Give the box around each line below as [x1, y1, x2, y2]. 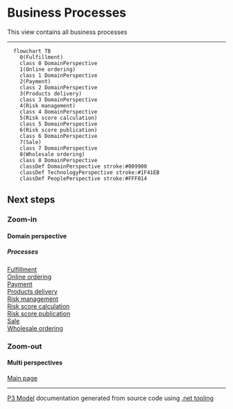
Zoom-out [7, 341, 42, 351]
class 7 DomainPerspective [19, 144, 98, 152]
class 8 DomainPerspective [19, 157, 98, 164]
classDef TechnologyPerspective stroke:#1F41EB [19, 168, 159, 176]
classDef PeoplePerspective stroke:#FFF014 [19, 175, 148, 182]
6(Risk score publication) [19, 126, 98, 133]
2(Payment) [19, 78, 51, 85]
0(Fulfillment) [19, 53, 64, 60]
